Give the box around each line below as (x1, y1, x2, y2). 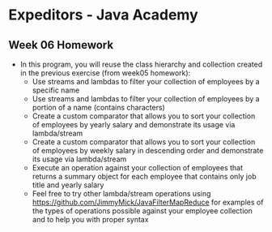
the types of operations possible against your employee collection (32, 206, 253, 216)
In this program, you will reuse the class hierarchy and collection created (19, 59, 263, 69)
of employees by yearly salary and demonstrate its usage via (32, 120, 236, 129)
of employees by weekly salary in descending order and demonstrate (32, 146, 264, 155)
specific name (32, 85, 80, 95)
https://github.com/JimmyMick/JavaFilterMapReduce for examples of (32, 197, 264, 207)
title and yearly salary (32, 180, 104, 190)
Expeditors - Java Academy (8, 6, 198, 24)
